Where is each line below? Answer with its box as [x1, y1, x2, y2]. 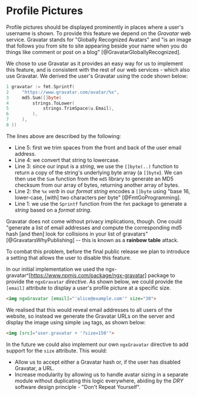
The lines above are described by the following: [6, 132, 122, 139]
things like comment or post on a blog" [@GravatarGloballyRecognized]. [6, 48, 181, 55]
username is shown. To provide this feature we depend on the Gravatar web [6, 29, 191, 36]
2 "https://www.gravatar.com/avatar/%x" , [6, 89, 119, 95]
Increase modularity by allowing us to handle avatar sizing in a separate [14, 371, 189, 378]
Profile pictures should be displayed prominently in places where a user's [6, 24, 184, 31]
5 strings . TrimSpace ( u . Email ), [6, 106, 115, 112]
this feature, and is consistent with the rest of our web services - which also [6, 66, 190, 73]
